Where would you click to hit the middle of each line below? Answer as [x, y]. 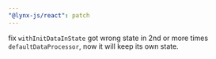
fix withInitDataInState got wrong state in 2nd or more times [108, 38]
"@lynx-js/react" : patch [49, 15]
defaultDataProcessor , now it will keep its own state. [94, 46]
